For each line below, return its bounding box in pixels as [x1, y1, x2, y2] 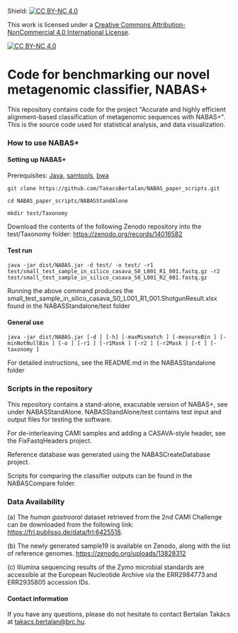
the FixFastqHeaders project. [7, 436, 92, 445]
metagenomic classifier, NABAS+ [7, 82, 208, 98]
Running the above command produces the [7, 287, 134, 295]
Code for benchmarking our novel [7, 67, 210, 83]
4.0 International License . [56, 28, 130, 36]
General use [7, 318, 44, 326]
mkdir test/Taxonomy [7, 210, 69, 217]
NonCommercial [7, 28, 55, 36]
